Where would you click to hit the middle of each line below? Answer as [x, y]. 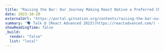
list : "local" [24, 41]
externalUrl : [18, 18]
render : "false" [26, 37]
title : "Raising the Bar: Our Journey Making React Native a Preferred [79, 9]
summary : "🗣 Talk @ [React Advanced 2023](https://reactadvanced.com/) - [82, 23]
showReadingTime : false [29, 28]
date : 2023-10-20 [23, 14]
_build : [13, 32]
